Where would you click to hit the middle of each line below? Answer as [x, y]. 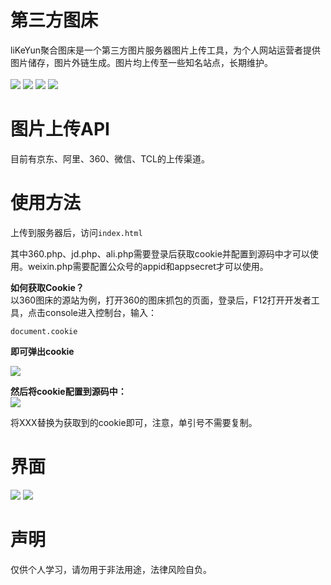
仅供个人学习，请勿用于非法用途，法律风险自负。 [111, 569]
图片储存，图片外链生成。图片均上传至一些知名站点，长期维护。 [141, 62]
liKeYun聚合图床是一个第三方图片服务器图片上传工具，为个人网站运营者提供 [166, 50]
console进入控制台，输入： [101, 312]
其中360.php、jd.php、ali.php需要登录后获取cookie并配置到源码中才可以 [160, 253]
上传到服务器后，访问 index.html [76, 232]
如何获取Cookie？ [47, 287]
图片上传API [60, 129]
